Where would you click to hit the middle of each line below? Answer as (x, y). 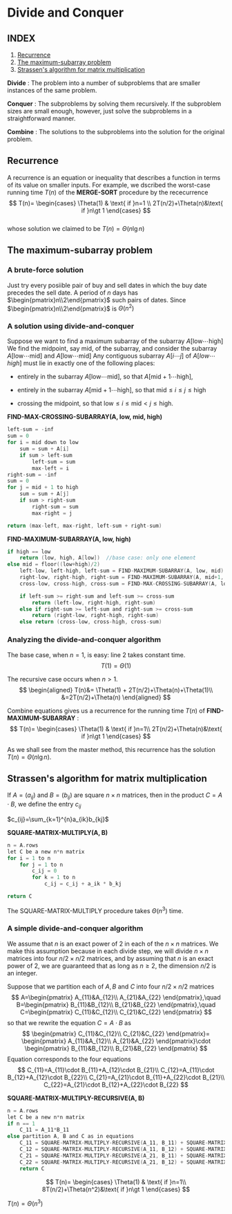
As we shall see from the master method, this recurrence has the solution (112, 749)
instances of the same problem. (52, 90)
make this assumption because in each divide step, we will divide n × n (108, 951)
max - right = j (52, 513)
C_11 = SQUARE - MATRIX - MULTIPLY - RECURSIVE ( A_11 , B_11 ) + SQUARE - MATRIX (123, 1143)
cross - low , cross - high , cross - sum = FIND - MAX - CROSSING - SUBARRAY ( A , (119, 583)
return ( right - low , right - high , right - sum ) (95, 616)
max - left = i (51, 468)
